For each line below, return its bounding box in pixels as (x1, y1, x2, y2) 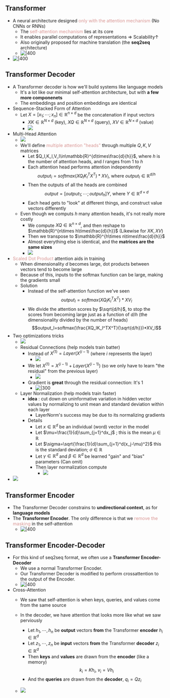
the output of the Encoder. (20, 576, 75, 582)
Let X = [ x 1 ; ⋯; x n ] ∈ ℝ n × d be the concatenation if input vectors (20, 110, 155, 119)
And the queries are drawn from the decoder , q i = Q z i (27, 676, 142, 683)
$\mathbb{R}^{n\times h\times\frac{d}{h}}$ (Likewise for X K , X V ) (27, 228, 163, 234)
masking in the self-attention (12, 521, 73, 527)
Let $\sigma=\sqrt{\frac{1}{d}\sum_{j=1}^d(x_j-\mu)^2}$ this (35, 441, 161, 447)
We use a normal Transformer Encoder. (20, 565, 103, 571)
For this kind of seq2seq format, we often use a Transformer (12, 555, 141, 560)
